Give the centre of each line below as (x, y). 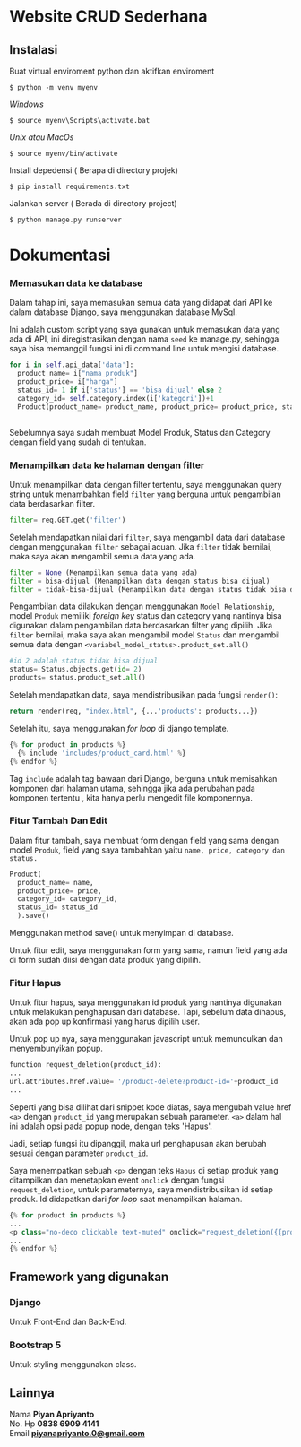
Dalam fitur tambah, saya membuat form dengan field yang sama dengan (144, 840)
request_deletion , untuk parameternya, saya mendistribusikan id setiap (141, 1189)
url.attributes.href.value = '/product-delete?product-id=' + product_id (144, 1082)
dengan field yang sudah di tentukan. (78, 442)
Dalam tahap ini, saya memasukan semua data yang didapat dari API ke (141, 303)
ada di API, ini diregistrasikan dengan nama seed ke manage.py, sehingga (144, 339)
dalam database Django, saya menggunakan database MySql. (123, 312)
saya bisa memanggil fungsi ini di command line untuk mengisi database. (144, 349)
